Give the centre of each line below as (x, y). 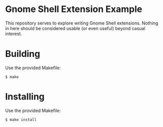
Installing (25, 97)
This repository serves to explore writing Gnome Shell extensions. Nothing (82, 23)
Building (23, 54)
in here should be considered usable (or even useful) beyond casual (75, 28)
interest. (14, 33)
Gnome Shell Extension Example (74, 9)
